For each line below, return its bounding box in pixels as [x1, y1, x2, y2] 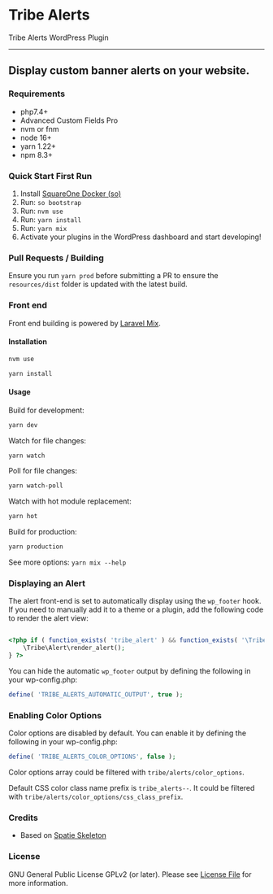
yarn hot [8, 512, 38, 521]
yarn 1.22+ [19, 141, 57, 151]
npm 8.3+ [19, 150, 53, 159]
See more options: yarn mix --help [8, 557, 127, 567]
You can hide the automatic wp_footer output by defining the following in [8, 665, 251, 676]
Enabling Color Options [8, 709, 102, 721]
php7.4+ [19, 107, 49, 116]
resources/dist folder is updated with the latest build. [8, 279, 188, 290]
